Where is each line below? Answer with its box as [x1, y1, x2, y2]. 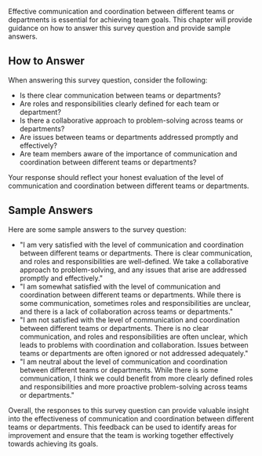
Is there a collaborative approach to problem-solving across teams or [19, 116, 244, 125]
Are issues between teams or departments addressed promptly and [19, 132, 238, 142]
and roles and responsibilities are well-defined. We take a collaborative [19, 256, 249, 266]
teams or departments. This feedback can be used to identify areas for [8, 422, 237, 432]
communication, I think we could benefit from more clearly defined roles [19, 373, 253, 383]
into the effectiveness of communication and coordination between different [8, 414, 254, 423]
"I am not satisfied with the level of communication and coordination [19, 314, 241, 325]
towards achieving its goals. [8, 439, 99, 448]
